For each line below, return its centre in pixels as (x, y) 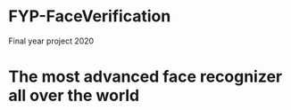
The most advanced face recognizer (145, 77)
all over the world (74, 96)
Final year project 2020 (51, 41)
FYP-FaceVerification (90, 16)
